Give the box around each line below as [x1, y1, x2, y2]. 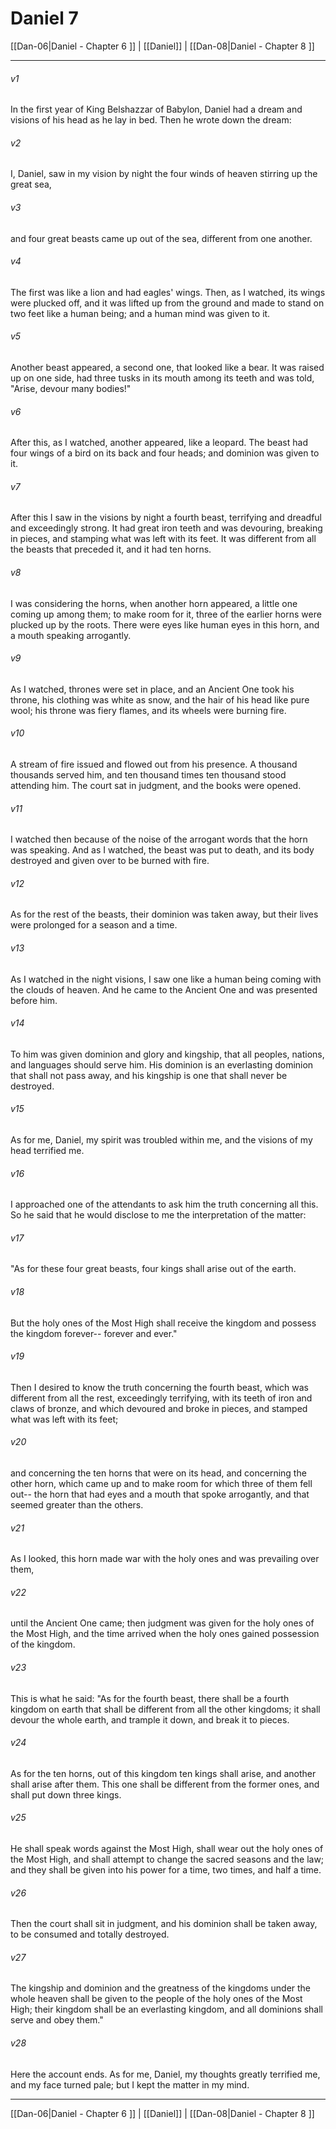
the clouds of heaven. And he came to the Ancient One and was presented [10, 983, 318, 996]
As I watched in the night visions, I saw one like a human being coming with [10, 973, 322, 985]
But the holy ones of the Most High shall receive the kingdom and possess [10, 1317, 317, 1329]
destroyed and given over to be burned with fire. [10, 855, 210, 867]
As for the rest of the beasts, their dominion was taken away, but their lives [10, 908, 319, 921]
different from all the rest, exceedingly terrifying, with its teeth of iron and [10, 1392, 313, 1404]
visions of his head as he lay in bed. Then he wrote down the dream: [10, 114, 292, 126]
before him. [10, 994, 58, 1006]
